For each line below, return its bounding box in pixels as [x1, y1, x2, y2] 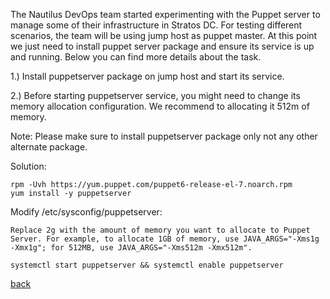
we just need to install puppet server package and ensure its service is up [10, 40, 315, 52]
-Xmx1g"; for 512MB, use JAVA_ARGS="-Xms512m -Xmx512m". [10, 243, 253, 253]
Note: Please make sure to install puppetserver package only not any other [10, 130, 318, 142]
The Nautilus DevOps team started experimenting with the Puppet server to [10, 9, 321, 20]
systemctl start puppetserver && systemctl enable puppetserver [10, 260, 284, 270]
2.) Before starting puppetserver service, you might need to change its [10, 90, 301, 101]
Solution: [10, 160, 47, 172]
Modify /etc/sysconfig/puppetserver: [10, 206, 163, 218]
